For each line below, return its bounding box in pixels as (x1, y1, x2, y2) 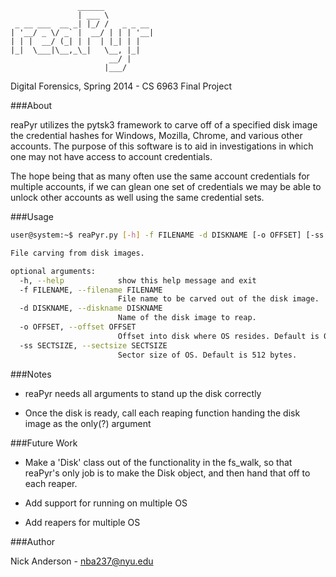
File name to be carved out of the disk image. (117, 294, 320, 304)
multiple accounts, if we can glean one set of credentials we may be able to (10, 181, 322, 192)
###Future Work (10, 437, 78, 449)
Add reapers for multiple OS (24, 516, 141, 528)
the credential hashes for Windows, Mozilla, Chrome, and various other (10, 130, 303, 141)
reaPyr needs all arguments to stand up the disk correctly (24, 387, 262, 399)
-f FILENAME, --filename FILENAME (19, 285, 163, 295)
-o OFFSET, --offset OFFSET (19, 322, 137, 332)
